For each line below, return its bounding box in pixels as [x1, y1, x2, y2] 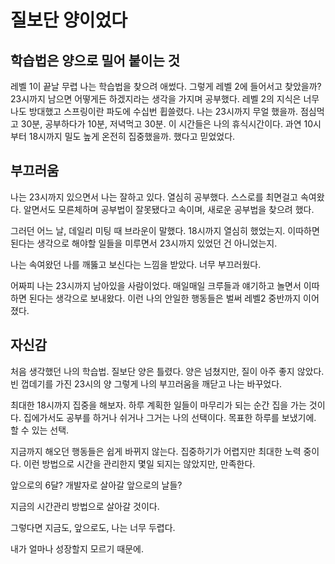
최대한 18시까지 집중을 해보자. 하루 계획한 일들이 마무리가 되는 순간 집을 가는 [10, 399, 307, 411]
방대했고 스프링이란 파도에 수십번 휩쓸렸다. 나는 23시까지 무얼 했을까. [28, 106, 298, 117]
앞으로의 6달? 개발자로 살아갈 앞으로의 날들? [10, 479, 183, 491]
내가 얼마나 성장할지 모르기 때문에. [10, 542, 144, 555]
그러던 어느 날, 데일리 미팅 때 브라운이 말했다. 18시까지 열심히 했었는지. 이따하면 [10, 224, 320, 236]
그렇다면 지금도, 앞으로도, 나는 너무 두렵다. [10, 521, 176, 533]
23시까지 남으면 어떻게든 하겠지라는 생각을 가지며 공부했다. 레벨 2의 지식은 [10, 93, 302, 105]
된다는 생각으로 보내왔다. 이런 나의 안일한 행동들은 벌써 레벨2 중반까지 [28, 292, 302, 304]
